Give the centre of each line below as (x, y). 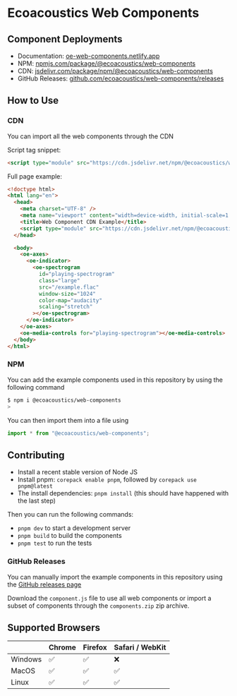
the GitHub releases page (44, 584)
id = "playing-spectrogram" (77, 274)
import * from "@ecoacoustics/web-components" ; (79, 433)
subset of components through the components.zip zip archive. (98, 606)
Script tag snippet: (34, 150)
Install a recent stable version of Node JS (77, 472)
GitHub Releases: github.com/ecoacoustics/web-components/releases (121, 78)
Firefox (95, 647)
